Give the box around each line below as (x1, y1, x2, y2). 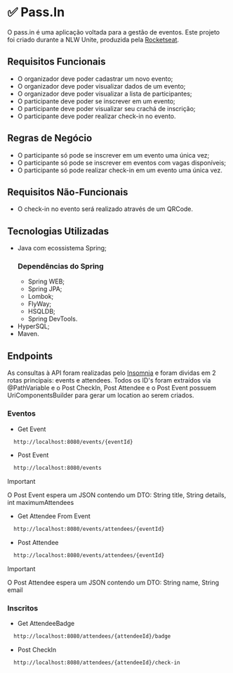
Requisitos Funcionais (7, 56, 107, 68)
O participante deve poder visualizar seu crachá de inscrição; (17, 104, 196, 113)
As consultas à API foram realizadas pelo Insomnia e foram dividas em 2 (7, 368, 216, 377)
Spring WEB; (27, 277, 65, 286)
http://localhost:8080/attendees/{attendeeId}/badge (13, 633, 171, 640)
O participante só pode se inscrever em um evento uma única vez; (17, 150, 210, 159)
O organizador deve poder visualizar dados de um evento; (17, 82, 186, 90)
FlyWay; (27, 300, 52, 308)
